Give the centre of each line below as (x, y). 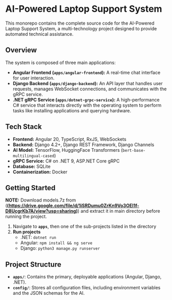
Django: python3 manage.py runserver (60, 248)
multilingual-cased (34, 156)
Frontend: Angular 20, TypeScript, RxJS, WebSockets (69, 139)
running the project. (26, 216)
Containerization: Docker (40, 172)
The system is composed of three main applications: (61, 63)
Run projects (27, 232)
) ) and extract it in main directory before (118, 211)
